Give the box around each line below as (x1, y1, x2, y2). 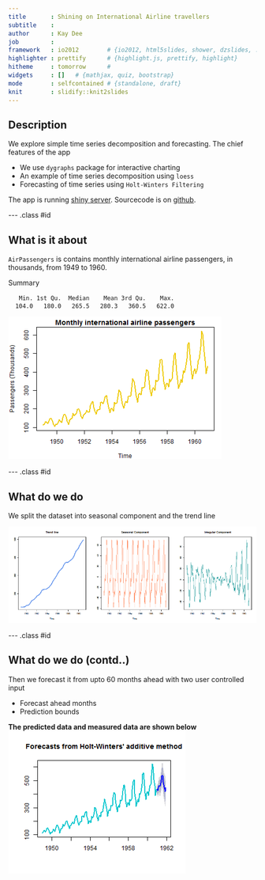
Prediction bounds (19, 707, 80, 716)
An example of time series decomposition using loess (19, 171, 195, 181)
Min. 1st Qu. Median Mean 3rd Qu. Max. (18, 294, 175, 302)
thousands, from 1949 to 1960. (8, 263, 108, 272)
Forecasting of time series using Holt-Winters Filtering (19, 180, 204, 189)
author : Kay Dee (8, 29, 83, 37)
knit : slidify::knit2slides (8, 88, 129, 96)
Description (8, 118, 67, 131)
